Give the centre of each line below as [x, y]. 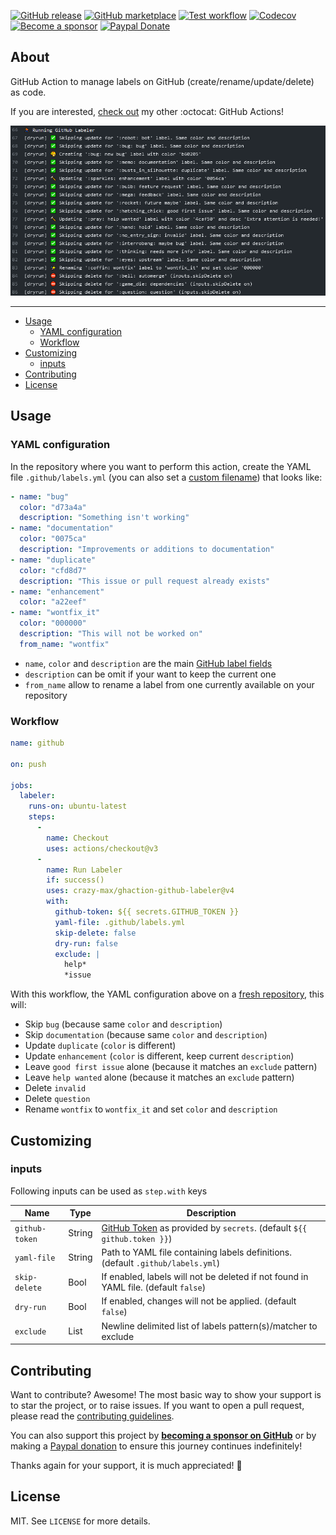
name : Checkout [78, 838]
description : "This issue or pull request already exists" [145, 581]
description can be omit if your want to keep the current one [150, 674]
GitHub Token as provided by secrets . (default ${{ [204, 1227]
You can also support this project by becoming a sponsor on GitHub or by [163, 1435]
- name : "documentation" [62, 528]
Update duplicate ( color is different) [100, 1046]
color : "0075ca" [53, 539]
